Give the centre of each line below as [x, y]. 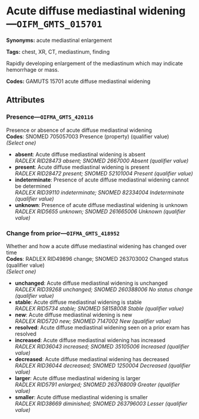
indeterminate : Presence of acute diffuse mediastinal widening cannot [102, 180]
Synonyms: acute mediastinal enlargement [59, 40]
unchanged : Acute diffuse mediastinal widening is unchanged [91, 283]
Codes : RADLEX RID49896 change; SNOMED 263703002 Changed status [97, 258]
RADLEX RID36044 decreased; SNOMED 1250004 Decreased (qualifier [102, 365]
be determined [33, 186]
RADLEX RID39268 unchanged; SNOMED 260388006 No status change [104, 289]
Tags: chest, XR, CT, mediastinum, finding [58, 51]
